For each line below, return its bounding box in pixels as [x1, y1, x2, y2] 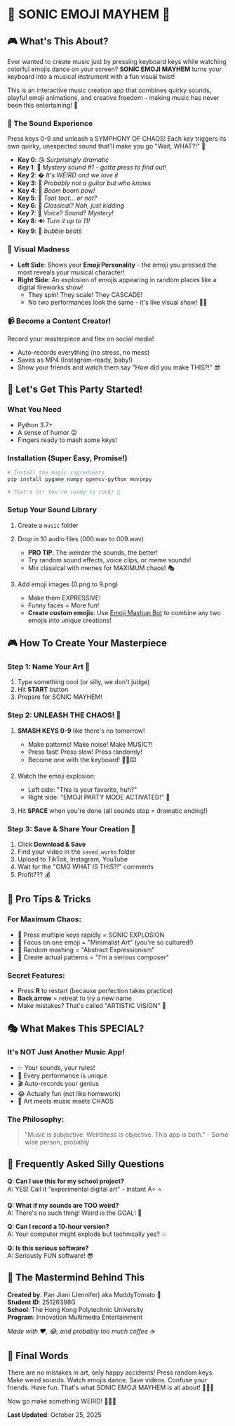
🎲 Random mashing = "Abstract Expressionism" [17, 945, 155, 954]
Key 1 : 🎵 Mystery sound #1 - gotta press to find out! [17, 163, 167, 172]
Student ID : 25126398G [7, 1298, 76, 1306]
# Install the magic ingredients [7, 469, 105, 476]
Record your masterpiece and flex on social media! [7, 334, 154, 343]
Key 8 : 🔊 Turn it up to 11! [17, 217, 90, 225]
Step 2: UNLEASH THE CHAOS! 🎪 [7, 710, 121, 720]
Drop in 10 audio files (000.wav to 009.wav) [17, 534, 144, 543]
